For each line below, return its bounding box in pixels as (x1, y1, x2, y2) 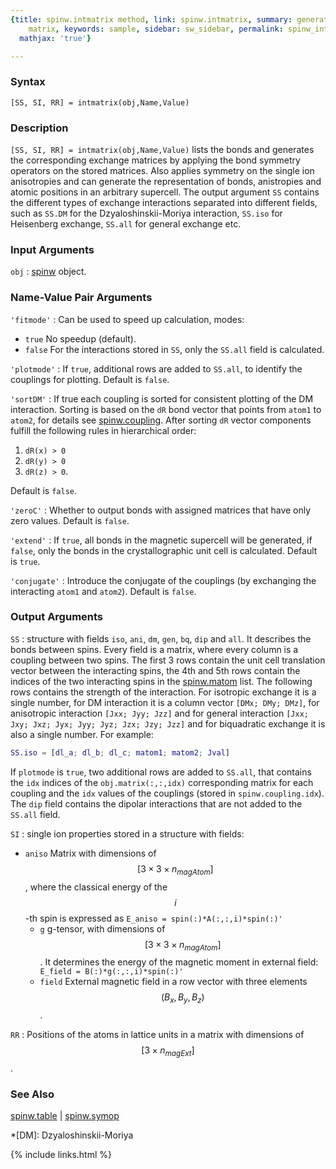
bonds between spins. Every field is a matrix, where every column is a (10, 643, 299, 655)
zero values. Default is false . (10, 514, 130, 526)
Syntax (10, 75, 46, 89)
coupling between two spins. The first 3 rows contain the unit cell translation (10, 654, 326, 666)
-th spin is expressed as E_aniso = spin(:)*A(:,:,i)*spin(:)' (24, 912, 283, 924)
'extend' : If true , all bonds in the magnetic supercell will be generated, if (10, 534, 313, 546)
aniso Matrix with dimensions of (24, 847, 157, 859)
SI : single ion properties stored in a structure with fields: (10, 827, 245, 840)
